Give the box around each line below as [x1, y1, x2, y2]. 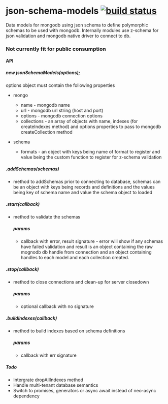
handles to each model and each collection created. [20, 255, 129, 261]
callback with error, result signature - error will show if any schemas [20, 238, 163, 244]
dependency [13, 393, 40, 399]
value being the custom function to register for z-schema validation [20, 154, 162, 160]
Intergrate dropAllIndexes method [13, 377, 83, 383]
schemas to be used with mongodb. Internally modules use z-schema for [6, 27, 159, 33]
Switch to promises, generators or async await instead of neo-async [13, 388, 156, 394]
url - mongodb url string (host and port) [20, 107, 104, 114]
